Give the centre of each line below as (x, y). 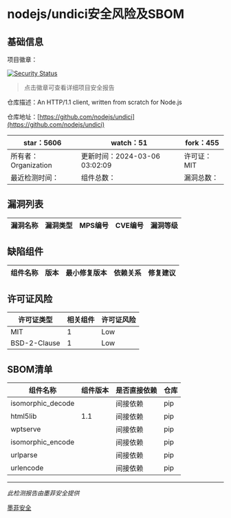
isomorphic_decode (43, 404)
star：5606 (42, 143)
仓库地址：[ (23, 117)
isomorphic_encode (43, 442)
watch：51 (129, 143)
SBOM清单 (30, 369)
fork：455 (202, 143)
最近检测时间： (35, 178)
